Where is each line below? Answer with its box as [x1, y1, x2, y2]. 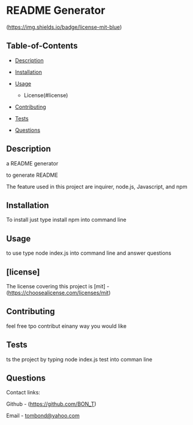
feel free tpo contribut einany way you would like [6, 322, 127, 330]
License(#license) [23, 91, 68, 99]
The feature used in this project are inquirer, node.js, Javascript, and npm [6, 183, 188, 190]
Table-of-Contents [6, 41, 78, 51]
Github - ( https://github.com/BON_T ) [6, 400, 97, 408]
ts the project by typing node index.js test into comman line [6, 355, 153, 363]
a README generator [6, 159, 59, 167]
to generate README [6, 171, 58, 179]
